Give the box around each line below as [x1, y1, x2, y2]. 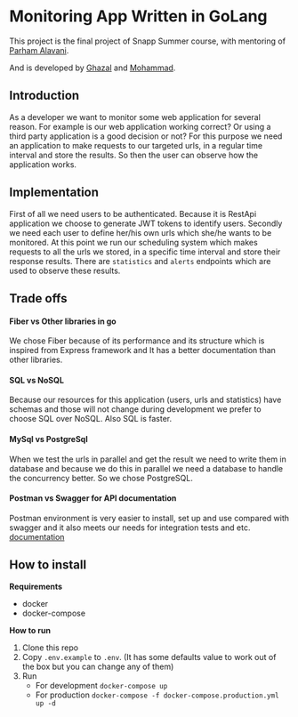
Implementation [9, 185, 100, 200]
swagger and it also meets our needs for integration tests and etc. [9, 522, 251, 533]
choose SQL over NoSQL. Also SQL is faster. [9, 414, 172, 424]
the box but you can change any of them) [21, 661, 174, 672]
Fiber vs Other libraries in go [9, 316, 117, 326]
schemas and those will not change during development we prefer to [9, 404, 262, 415]
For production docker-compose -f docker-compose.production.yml [35, 689, 279, 700]
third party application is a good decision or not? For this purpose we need [9, 131, 283, 141]
